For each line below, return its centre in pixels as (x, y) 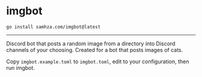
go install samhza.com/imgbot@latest (54, 27)
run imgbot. (20, 67)
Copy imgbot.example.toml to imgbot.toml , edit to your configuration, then (98, 61)
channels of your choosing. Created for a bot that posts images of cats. (95, 50)
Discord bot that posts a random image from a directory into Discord (91, 44)
